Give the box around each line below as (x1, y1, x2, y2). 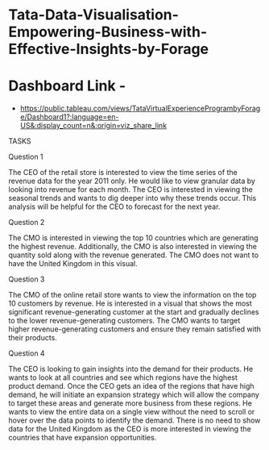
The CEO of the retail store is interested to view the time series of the (8, 168, 238, 177)
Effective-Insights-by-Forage (8, 40, 209, 58)
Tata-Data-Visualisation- (8, 6, 180, 24)
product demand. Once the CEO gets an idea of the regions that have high (8, 381, 255, 391)
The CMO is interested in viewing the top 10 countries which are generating (8, 233, 259, 243)
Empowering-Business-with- (8, 23, 208, 41)
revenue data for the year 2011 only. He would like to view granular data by (8, 176, 256, 186)
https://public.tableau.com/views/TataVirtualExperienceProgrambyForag (19, 103, 261, 114)
